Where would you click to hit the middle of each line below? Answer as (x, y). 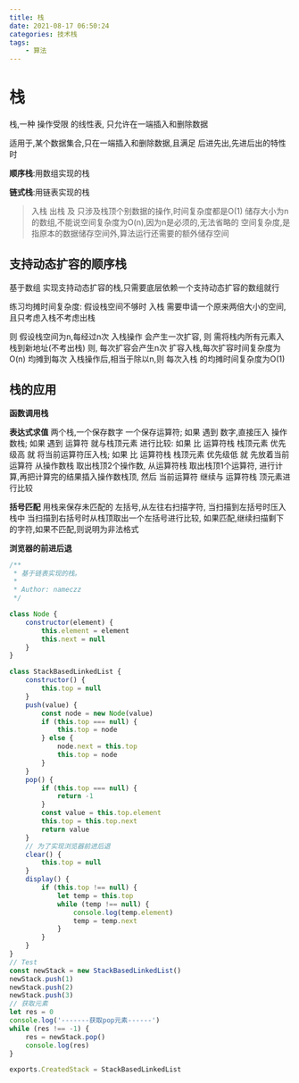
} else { (58, 738)
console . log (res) (58, 1046)
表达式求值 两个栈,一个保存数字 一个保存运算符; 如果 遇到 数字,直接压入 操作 (148, 432)
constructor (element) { (70, 622)
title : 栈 (27, 17)
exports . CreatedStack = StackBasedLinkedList (95, 1070)
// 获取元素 (29, 1004)
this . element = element (85, 630)
